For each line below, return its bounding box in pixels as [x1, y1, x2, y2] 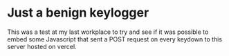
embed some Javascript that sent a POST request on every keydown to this [7, 35, 223, 43]
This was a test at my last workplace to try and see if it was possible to [7, 28, 209, 36]
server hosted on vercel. [7, 42, 77, 50]
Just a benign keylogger [7, 5, 149, 21]
